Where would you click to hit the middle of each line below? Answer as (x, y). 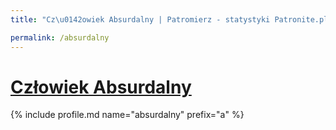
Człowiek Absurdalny (101, 87)
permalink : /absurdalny (60, 37)
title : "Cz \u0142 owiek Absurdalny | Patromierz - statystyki (140, 19)
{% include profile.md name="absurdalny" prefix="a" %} (127, 115)
